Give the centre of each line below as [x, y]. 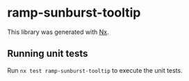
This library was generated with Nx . [58, 32]
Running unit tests [48, 54]
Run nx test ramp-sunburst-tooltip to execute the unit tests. [95, 70]
